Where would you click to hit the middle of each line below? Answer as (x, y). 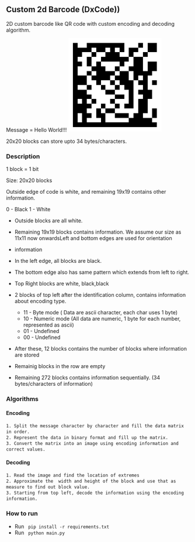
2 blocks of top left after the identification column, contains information (100, 295)
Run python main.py (40, 533)
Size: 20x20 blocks (29, 180)
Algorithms (22, 399)
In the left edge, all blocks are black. (58, 261)
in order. (18, 432)
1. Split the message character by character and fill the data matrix (95, 426)
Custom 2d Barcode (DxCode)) (63, 10)
